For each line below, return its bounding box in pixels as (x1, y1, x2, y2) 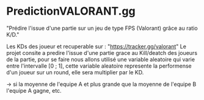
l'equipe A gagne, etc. (6, 87, 62, 94)
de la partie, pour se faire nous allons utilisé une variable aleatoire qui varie (6, 55, 195, 63)
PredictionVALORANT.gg (6, 4, 136, 18)
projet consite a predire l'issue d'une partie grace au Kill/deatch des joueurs (6, 49, 197, 56)
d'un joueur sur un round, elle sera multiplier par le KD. (6, 68, 144, 76)
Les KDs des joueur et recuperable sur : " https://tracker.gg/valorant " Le (6, 43, 186, 50)
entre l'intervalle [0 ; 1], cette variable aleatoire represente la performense (6, 62, 192, 70)
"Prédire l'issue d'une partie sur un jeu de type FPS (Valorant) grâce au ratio (6, 24, 198, 32)
